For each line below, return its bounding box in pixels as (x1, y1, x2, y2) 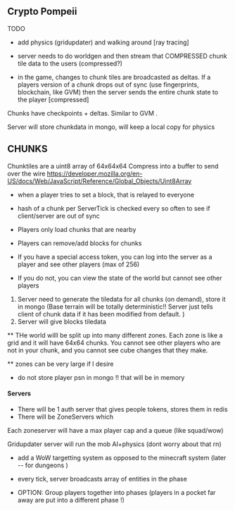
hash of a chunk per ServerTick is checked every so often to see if (17, 204, 210, 212)
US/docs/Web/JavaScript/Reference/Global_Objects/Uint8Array (7, 176, 192, 185)
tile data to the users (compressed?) (17, 59, 123, 68)
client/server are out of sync (17, 211, 100, 220)
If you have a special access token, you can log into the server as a (17, 252, 212, 261)
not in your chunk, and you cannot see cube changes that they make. (7, 345, 208, 355)
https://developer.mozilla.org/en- (46, 169, 143, 178)
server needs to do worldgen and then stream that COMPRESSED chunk (17, 51, 227, 60)
